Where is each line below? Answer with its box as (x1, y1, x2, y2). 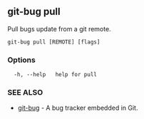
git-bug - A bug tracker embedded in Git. (17, 103, 138, 113)
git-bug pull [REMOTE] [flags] (7, 38, 101, 46)
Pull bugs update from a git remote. (7, 24, 112, 33)
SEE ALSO (7, 88, 43, 98)
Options (7, 55, 36, 65)
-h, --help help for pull (14, 71, 98, 78)
